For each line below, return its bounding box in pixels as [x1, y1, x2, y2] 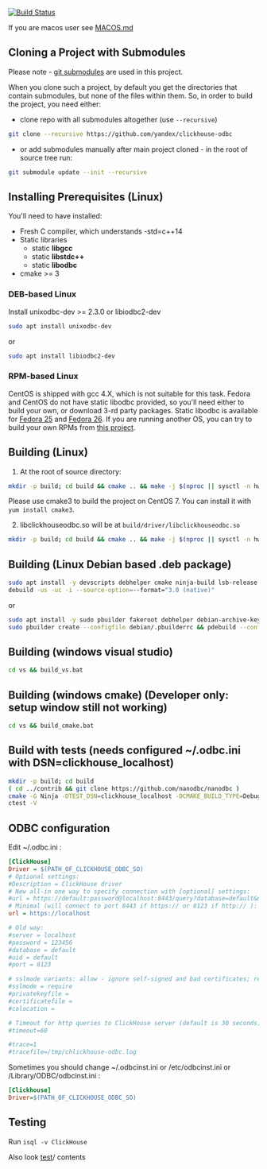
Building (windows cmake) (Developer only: [8, 688, 229, 702]
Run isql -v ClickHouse [8, 1136, 87, 1146]
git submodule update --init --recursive [8, 168, 148, 176]
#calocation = [8, 1004, 56, 1012]
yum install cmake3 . [8, 505, 75, 514]
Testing [8, 1116, 47, 1129]
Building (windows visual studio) [8, 644, 173, 659]
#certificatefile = [8, 997, 73, 1005]
